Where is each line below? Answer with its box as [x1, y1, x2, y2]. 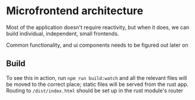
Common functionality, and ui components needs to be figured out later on [6, 41, 188, 49]
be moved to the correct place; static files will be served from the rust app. [6, 80, 188, 88]
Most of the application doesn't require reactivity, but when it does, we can [6, 24, 190, 31]
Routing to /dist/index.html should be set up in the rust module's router [6, 87, 184, 94]
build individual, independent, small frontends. [6, 30, 120, 37]
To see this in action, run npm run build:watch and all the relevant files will [6, 74, 187, 81]
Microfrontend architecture [6, 4, 143, 18]
